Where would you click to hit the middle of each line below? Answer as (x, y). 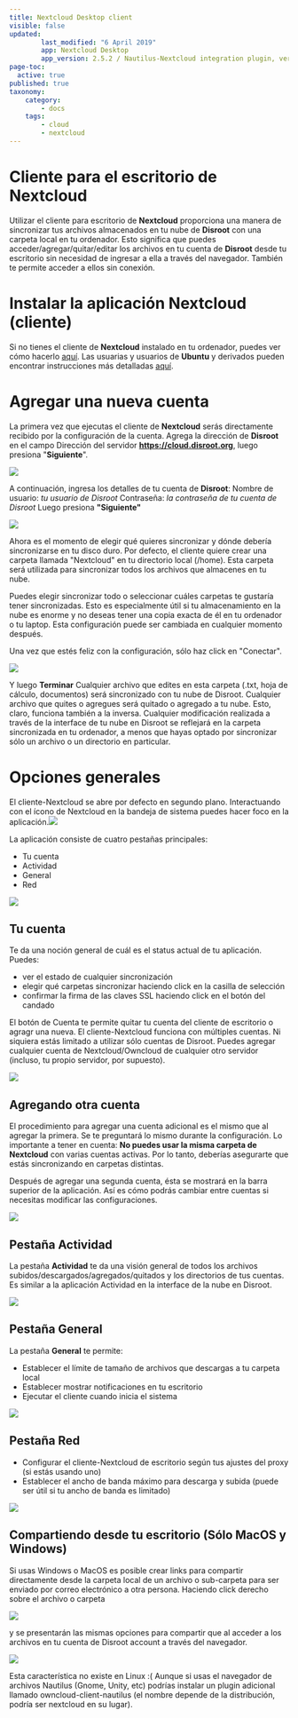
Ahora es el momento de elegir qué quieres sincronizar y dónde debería (141, 541)
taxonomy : (27, 91)
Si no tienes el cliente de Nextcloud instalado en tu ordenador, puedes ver (145, 346)
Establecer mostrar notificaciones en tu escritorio (112, 1387)
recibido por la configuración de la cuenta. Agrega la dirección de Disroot (144, 435)
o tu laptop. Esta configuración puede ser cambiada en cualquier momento (146, 624)
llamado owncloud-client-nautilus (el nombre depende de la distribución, (142, 1694)
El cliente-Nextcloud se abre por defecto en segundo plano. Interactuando (145, 802)
